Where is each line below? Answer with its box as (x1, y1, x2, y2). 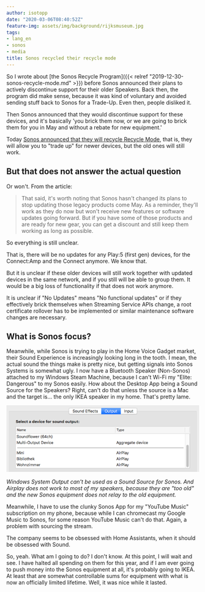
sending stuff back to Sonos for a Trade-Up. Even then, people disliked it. (6, 99, 192, 106)
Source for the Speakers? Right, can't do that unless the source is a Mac (6, 387, 189, 394)
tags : (6, 29, 20, 36)
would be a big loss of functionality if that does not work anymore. (6, 282, 174, 289)
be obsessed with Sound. (6, 541, 70, 548)
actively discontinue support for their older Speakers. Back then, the (6, 86, 179, 93)
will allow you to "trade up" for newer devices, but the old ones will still (6, 142, 185, 150)
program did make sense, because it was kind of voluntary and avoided (6, 92, 187, 99)
